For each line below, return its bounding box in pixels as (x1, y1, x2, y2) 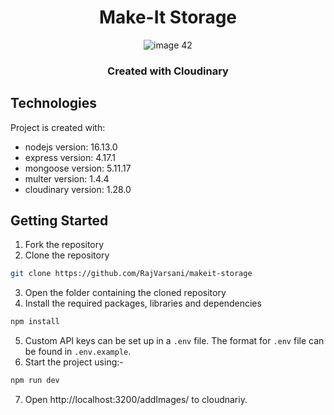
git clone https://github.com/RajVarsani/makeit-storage (10, 269, 253, 279)
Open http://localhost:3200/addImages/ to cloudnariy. (24, 394, 248, 406)
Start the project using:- (24, 356, 124, 368)
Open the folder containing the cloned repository (24, 287, 227, 299)
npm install (10, 317, 60, 327)
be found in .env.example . (24, 346, 132, 358)
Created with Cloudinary (107, 64, 229, 78)
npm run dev (10, 376, 60, 386)
